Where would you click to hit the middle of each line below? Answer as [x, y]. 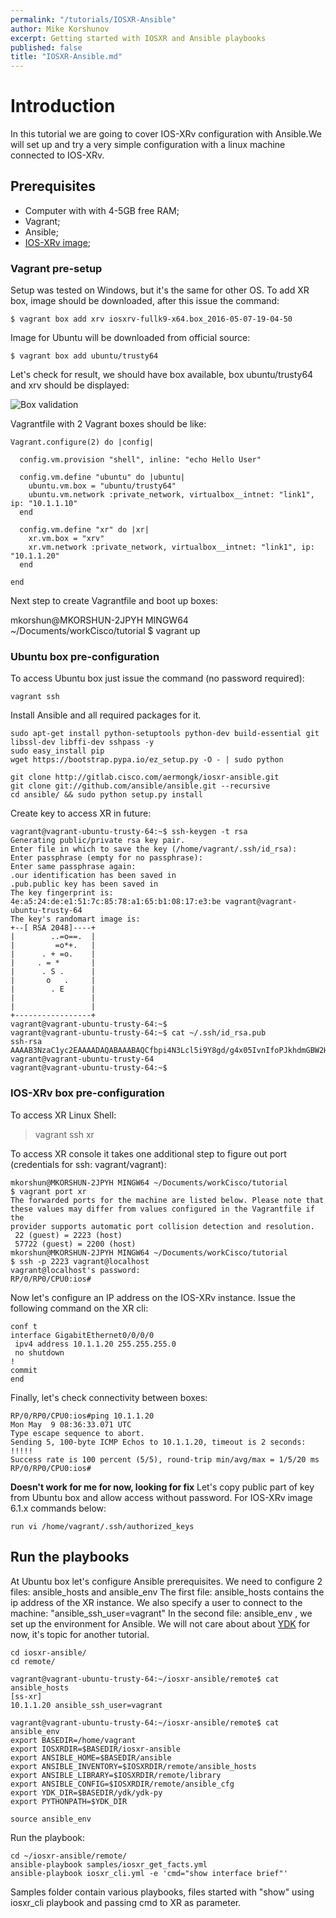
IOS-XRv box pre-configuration [87, 1093]
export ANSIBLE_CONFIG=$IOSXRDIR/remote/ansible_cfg [122, 1784]
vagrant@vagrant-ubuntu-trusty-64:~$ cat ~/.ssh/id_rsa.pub [138, 1033]
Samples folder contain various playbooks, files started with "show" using [162, 1892]
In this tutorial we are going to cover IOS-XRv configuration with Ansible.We [166, 134]
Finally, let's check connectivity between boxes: [109, 1397]
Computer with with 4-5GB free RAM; [102, 210]
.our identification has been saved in [93, 876]
